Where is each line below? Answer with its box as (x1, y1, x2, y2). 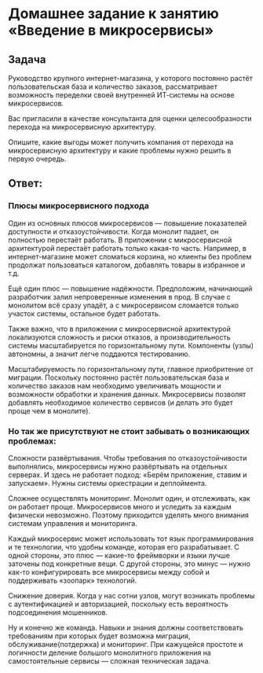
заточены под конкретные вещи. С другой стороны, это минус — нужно (8, 559, 251, 568)
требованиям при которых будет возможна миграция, (8, 631, 191, 641)
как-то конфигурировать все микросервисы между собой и (8, 567, 210, 576)
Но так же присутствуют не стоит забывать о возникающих (8, 425, 250, 436)
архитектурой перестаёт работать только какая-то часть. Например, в (8, 243, 247, 252)
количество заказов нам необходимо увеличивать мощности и (8, 381, 221, 390)
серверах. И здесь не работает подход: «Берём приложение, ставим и (8, 469, 247, 480)
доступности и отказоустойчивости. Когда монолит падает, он (8, 226, 219, 236)
